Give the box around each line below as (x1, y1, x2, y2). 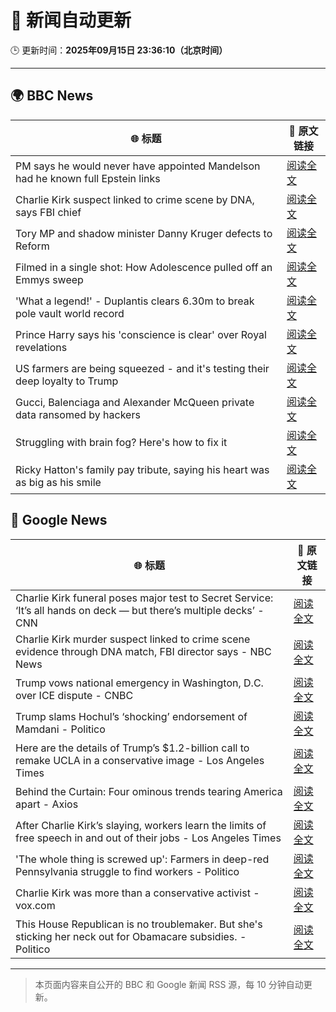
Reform (15, 239, 50, 253)
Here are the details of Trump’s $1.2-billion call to (15, 741, 250, 755)
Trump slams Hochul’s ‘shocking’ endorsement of (15, 709, 248, 723)
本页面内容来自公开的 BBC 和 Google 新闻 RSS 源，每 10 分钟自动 (34, 978, 304, 990)
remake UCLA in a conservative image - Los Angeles (15, 753, 265, 767)
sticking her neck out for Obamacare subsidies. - (15, 929, 247, 943)
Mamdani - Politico (15, 722, 106, 736)
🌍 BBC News (10, 87, 94, 105)
